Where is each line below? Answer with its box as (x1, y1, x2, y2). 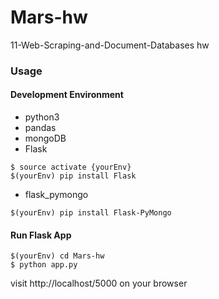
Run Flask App (10, 229, 72, 241)
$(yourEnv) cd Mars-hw (10, 251, 105, 261)
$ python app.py (10, 260, 78, 270)
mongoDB (24, 132, 67, 145)
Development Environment (10, 89, 124, 101)
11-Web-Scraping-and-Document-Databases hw (10, 39, 210, 51)
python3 (24, 111, 60, 123)
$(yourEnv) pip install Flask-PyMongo (10, 208, 172, 218)
